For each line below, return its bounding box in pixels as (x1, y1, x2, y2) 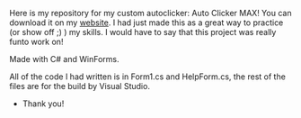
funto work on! (9, 36, 64, 47)
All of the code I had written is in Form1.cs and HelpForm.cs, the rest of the (9, 71, 286, 82)
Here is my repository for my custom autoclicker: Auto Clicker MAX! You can (9, 8, 292, 18)
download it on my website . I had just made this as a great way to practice (9, 17, 284, 28)
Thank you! (22, 98, 65, 109)
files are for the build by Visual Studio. (9, 81, 151, 91)
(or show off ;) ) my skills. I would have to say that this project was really (9, 27, 277, 37)
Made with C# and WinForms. (9, 54, 120, 64)
